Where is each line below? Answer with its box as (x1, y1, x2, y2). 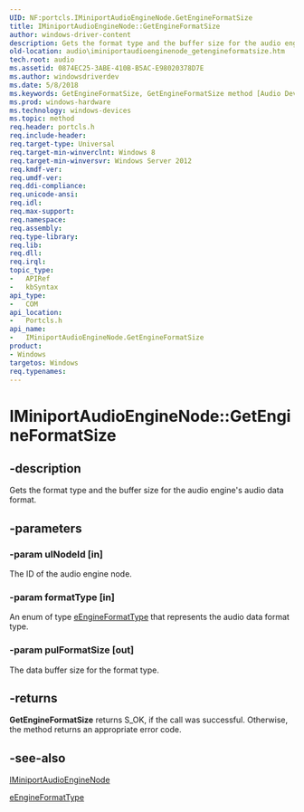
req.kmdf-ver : (9, 165, 63, 174)
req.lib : (9, 241, 43, 250)
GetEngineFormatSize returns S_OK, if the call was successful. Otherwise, (9, 714, 288, 725)
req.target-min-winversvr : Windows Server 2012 (9, 156, 193, 166)
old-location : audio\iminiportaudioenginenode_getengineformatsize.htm (9, 47, 285, 56)
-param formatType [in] (9, 590, 115, 603)
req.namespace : (9, 215, 67, 224)
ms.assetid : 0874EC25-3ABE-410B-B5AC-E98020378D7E (9, 64, 204, 73)
